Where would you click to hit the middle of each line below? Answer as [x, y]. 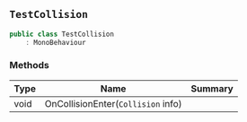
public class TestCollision [62, 34]
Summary [212, 88]
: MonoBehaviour [56, 42]
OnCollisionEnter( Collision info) [113, 103]
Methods [29, 65]
